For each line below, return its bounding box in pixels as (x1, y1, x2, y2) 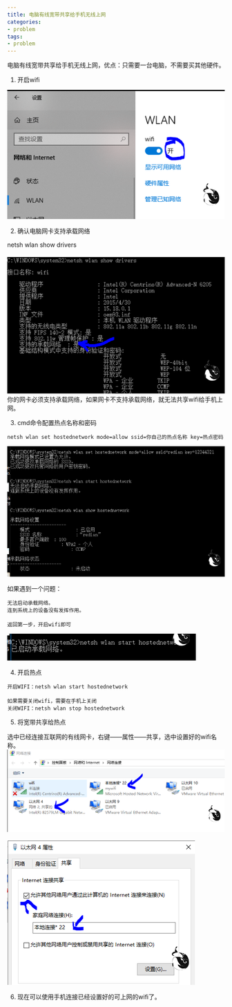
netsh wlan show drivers (7, 241, 77, 249)
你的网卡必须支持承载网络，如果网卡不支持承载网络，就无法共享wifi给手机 (7, 395, 217, 404)
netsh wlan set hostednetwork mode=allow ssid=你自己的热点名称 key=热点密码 (7, 434, 224, 441)
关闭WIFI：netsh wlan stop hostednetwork (7, 705, 125, 712)
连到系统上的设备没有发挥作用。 (7, 607, 85, 614)
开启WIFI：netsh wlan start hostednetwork (7, 683, 128, 690)
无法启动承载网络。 (7, 599, 54, 606)
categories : (7, 18, 41, 26)
